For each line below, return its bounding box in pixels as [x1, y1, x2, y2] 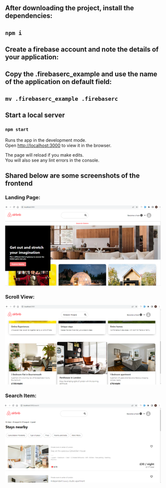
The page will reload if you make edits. [5, 152, 84, 158]
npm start [5, 127, 29, 132]
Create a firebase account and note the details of [5, 45, 159, 54]
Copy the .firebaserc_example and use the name [5, 70, 158, 78]
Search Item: [5, 392, 37, 399]
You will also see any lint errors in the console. [5, 157, 100, 163]
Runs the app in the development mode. [5, 137, 86, 143]
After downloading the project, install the [5, 4, 134, 12]
